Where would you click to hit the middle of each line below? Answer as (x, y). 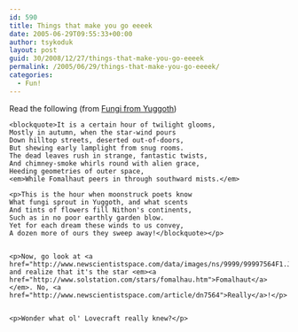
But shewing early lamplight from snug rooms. (97, 148)
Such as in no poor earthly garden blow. (87, 218)
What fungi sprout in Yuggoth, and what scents (99, 202)
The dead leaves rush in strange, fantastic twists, (109, 156)
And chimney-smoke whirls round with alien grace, (105, 163)
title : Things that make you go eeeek (81, 26)
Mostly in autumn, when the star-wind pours (93, 132)
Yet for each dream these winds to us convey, (97, 225)
